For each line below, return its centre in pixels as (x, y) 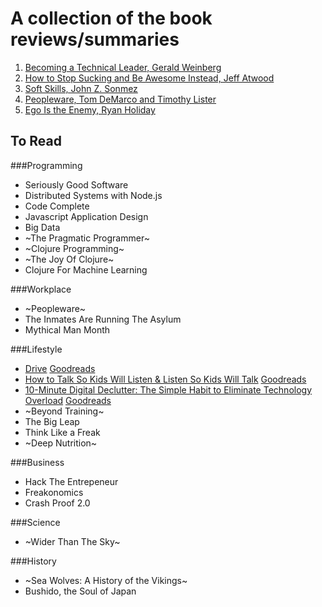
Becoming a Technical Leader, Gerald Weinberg (123, 67)
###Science (35, 522)
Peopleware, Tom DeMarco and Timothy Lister (120, 99)
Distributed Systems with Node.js (93, 195)
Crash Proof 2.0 (57, 503)
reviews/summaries (95, 39)
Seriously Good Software (76, 184)
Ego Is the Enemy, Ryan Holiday (90, 109)
